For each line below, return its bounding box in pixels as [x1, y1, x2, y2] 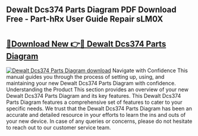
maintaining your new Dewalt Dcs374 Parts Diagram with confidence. [6, 80, 177, 86]
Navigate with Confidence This [112, 67, 188, 74]
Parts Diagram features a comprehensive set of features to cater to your [6, 98, 183, 106]
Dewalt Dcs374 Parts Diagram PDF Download [6, 5, 177, 15]
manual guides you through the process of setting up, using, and [6, 73, 165, 80]
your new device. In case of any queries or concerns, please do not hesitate [6, 118, 193, 125]
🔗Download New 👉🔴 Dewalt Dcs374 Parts [6, 39, 166, 49]
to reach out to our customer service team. [6, 124, 111, 131]
